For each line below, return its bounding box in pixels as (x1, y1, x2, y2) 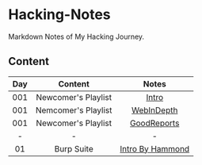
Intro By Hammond (120, 143, 190, 154)
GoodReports (129, 117, 180, 129)
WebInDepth (131, 105, 178, 116)
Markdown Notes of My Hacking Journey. (8, 32, 145, 41)
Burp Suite (54, 143, 93, 154)
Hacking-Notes (8, 6, 111, 24)
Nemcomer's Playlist (35, 105, 112, 116)
